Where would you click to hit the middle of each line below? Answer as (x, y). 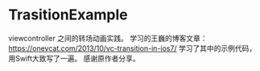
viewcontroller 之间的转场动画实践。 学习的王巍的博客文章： (108, 38)
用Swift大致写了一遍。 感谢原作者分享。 (74, 58)
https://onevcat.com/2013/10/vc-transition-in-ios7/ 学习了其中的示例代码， (132, 48)
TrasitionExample (68, 15)
